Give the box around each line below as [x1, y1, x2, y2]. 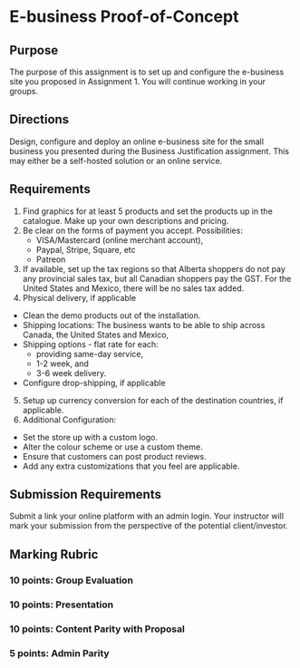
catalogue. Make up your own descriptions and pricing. [22, 215, 229, 226]
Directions [9, 111, 70, 128]
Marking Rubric [9, 547, 99, 562]
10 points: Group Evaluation [9, 574, 134, 586]
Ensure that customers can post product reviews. [22, 450, 207, 461]
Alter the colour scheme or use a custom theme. [22, 441, 204, 452]
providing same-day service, [35, 348, 143, 359]
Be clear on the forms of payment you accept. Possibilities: [22, 225, 243, 236]
